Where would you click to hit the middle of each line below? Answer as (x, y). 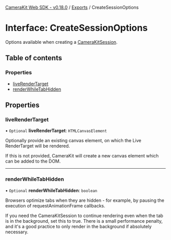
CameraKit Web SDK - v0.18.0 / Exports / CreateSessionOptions (72, 7)
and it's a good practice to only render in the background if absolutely (78, 226)
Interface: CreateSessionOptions (77, 28)
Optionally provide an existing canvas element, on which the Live (73, 141)
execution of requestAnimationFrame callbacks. (55, 205)
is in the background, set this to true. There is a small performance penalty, (84, 221)
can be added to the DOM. (33, 161)
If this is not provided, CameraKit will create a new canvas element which (82, 156)
